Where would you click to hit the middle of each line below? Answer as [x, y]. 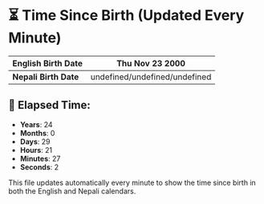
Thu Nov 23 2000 [151, 63]
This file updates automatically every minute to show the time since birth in [132, 182]
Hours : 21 [36, 150]
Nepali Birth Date [46, 77]
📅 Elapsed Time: [49, 105]
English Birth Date [47, 63]
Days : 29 [35, 142]
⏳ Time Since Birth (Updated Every [126, 16]
